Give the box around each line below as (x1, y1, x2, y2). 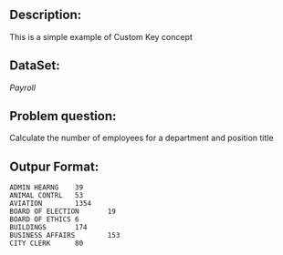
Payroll (9, 82, 37, 93)
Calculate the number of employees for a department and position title (9, 132, 274, 144)
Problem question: (9, 108, 117, 124)
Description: (9, 7, 82, 23)
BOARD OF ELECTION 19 (9, 207, 117, 217)
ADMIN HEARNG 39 (9, 183, 84, 192)
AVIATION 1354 (9, 199, 92, 209)
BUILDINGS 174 (9, 223, 89, 232)
